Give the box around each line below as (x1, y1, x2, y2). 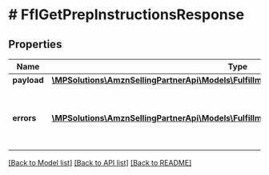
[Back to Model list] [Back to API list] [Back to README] (8, 158, 192, 167)
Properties (8, 38, 62, 51)
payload (12, 74, 44, 86)
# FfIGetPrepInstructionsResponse (8, 6, 245, 24)
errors (12, 113, 37, 123)
